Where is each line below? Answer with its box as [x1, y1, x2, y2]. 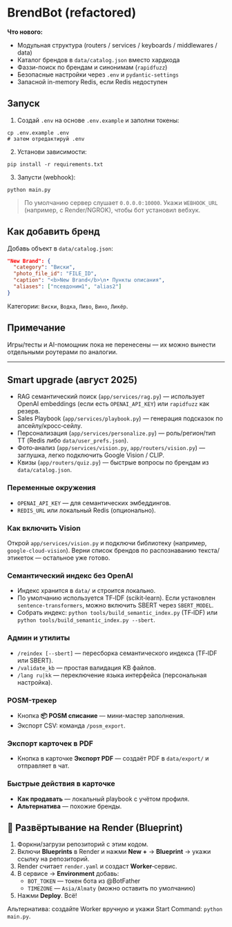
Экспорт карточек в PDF [7, 739, 93, 748]
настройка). [17, 678, 53, 686]
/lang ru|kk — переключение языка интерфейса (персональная [17, 671, 207, 679]
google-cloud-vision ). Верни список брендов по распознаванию [7, 547, 197, 555]
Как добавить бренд [7, 226, 100, 237]
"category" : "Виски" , [13, 264, 76, 271]
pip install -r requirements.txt [7, 161, 104, 168]
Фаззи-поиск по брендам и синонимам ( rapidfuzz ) [17, 63, 168, 71]
